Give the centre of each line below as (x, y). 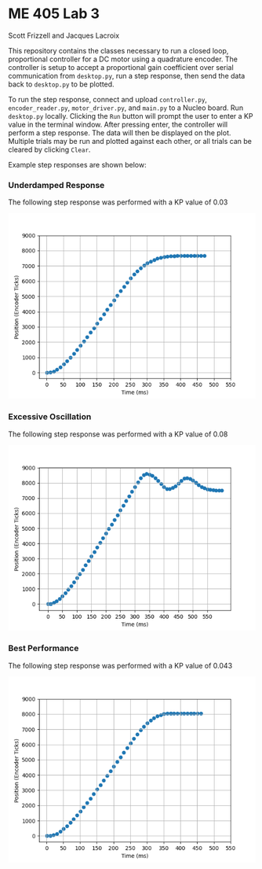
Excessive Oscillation (50, 417)
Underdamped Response (56, 185)
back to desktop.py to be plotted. (62, 84)
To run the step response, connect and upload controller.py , (108, 99)
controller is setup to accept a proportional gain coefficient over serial (121, 67)
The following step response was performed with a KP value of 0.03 (118, 202)
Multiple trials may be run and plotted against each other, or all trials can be (130, 141)
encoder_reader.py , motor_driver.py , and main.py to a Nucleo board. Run (126, 108)
